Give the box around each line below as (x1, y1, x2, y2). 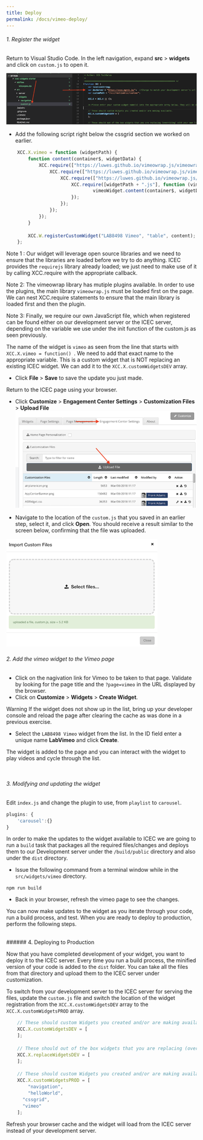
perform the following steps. (6, 920, 77, 928)
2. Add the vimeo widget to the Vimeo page (6, 655, 115, 663)
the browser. (14, 687, 47, 694)
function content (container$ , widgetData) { (28, 156, 142, 162)
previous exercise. (6, 718, 53, 725)
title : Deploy (6, 10, 42, 16)
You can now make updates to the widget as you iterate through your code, (6, 908, 194, 915)
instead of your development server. (6, 1127, 97, 1134)
